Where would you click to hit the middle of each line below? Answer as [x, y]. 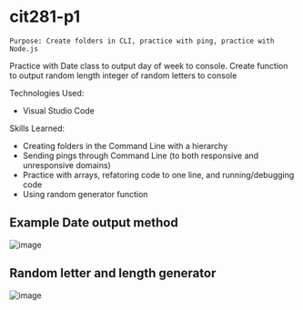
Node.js [24, 49]
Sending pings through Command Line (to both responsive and [141, 155]
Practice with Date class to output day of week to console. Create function [149, 65]
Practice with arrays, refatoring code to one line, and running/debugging [158, 175]
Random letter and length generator [113, 273]
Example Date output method [94, 223]
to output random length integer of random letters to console [123, 75]
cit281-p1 [45, 17]
